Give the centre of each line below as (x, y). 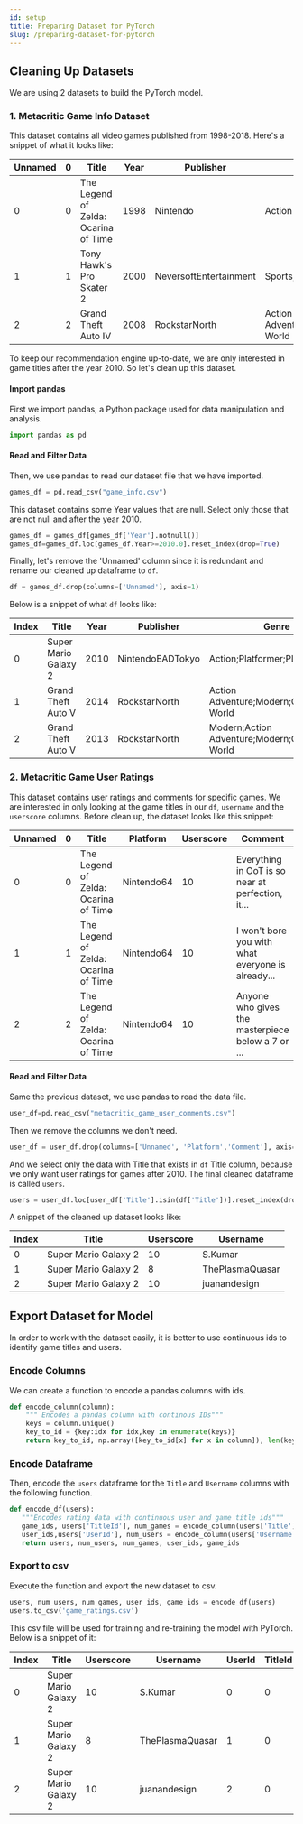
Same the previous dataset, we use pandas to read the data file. (128, 1097)
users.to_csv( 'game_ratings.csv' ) (74, 1611)
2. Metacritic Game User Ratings (82, 777)
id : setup (28, 18)
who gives (258, 1007)
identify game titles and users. (65, 1347)
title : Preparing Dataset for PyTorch (82, 26)
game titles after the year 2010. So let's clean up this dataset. (123, 368)
